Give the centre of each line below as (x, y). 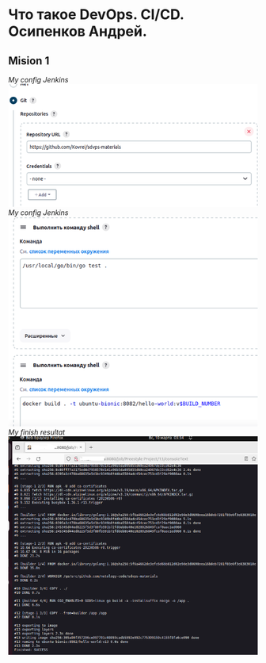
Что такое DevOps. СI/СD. (96, 15)
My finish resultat (37, 432)
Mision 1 (29, 61)
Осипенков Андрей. (78, 31)
